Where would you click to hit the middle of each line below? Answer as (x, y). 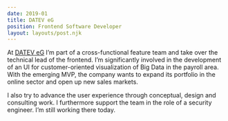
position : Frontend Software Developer (65, 26)
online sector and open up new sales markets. (73, 82)
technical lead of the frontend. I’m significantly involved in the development (114, 60)
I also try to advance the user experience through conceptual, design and (112, 95)
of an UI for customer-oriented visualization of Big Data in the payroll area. (113, 67)
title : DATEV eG (30, 20)
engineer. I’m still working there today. (61, 110)
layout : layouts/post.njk (44, 33)
